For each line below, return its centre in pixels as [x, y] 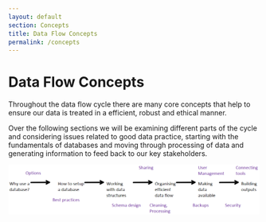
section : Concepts [39, 25]
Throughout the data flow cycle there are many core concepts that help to [129, 104]
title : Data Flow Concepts [53, 33]
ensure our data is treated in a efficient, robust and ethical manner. [117, 113]
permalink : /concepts [44, 42]
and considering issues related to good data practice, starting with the [123, 137]
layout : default [35, 17]
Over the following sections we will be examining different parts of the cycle [133, 128]
